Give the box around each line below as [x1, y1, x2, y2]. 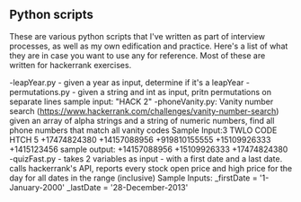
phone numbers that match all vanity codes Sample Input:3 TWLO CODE [9, 125, 278, 136]
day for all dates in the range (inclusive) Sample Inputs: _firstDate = [9, 172, 258, 183]
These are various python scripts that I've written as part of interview [9, 31, 265, 41]
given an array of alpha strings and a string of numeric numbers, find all [9, 115, 275, 126]
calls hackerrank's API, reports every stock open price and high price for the [9, 162, 293, 173]
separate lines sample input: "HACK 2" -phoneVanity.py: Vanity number [9, 96, 274, 107]
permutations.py [9, 86, 70, 97]
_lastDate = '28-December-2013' [66, 181, 189, 192]
